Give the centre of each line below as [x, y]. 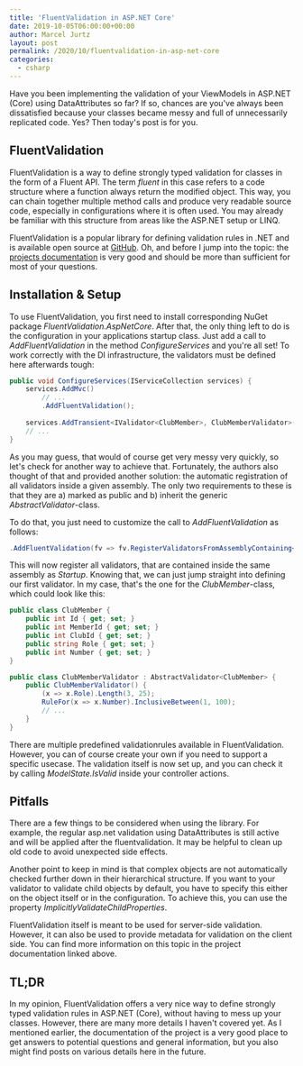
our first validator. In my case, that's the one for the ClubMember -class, [142, 584]
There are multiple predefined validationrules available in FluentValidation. [147, 744]
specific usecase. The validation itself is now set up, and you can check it [146, 763]
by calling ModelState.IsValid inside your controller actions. [119, 773]
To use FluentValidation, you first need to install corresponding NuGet [139, 316]
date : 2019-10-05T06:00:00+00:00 [72, 26]
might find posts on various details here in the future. [108, 1052]
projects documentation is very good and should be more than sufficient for [150, 257]
